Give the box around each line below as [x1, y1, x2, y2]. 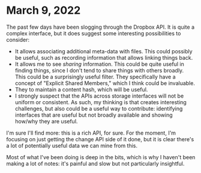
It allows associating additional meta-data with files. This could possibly [14, 47, 193, 54]
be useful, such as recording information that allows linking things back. [14, 54, 193, 61]
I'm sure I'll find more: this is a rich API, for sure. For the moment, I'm [6, 129, 176, 136]
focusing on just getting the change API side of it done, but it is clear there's [6, 135, 194, 142]
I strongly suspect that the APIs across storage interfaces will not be [14, 92, 184, 99]
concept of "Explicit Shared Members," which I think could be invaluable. [14, 79, 195, 87]
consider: [6, 36, 30, 43]
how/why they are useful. [14, 117, 78, 125]
